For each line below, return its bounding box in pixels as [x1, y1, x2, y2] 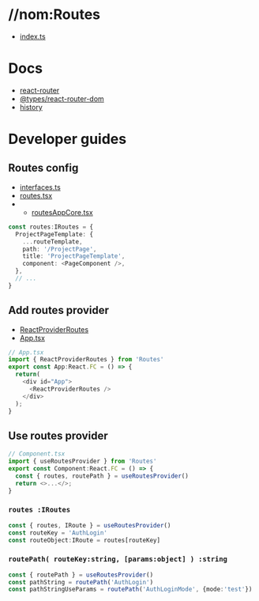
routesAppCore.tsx [31, 207, 93, 217]
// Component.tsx [8, 450, 66, 458]
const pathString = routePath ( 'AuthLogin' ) [8, 578, 154, 586]
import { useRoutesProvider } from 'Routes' [8, 457, 157, 466]
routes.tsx [19, 191, 53, 200]
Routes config [8, 161, 79, 175]
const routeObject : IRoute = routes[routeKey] [8, 536, 160, 544]
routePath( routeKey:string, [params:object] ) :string [8, 555, 227, 564]
